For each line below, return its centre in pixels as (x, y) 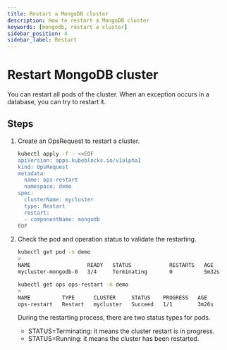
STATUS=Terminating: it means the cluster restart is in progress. (121, 331)
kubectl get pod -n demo (54, 252)
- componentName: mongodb (62, 219)
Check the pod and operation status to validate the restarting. (107, 239)
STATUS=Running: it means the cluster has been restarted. (114, 339)
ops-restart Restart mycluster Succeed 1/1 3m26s (115, 304)
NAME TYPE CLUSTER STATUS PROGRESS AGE (112, 298)
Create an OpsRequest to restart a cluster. (79, 141)
